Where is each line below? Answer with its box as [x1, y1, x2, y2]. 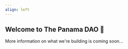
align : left [5, 7, 30, 12]
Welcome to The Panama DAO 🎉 [5, 25, 104, 34]
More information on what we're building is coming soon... [5, 38, 123, 44]
